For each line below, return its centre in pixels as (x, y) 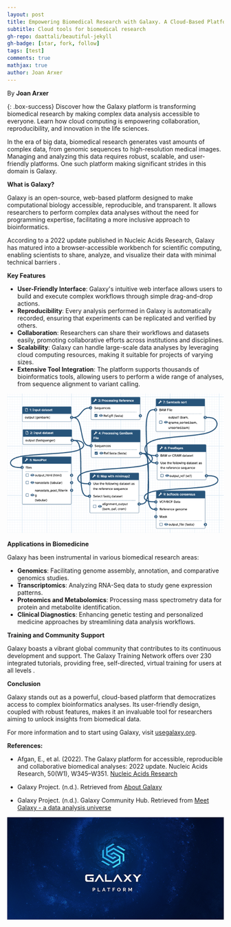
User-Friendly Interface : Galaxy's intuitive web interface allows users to (120, 288)
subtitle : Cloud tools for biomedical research (77, 29)
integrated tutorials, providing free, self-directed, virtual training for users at (114, 663)
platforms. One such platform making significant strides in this (118, 163)
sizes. (25, 362)
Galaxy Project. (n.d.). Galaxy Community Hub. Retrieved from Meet (113, 800)
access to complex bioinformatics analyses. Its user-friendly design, (104, 705)
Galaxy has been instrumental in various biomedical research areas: (103, 557)
